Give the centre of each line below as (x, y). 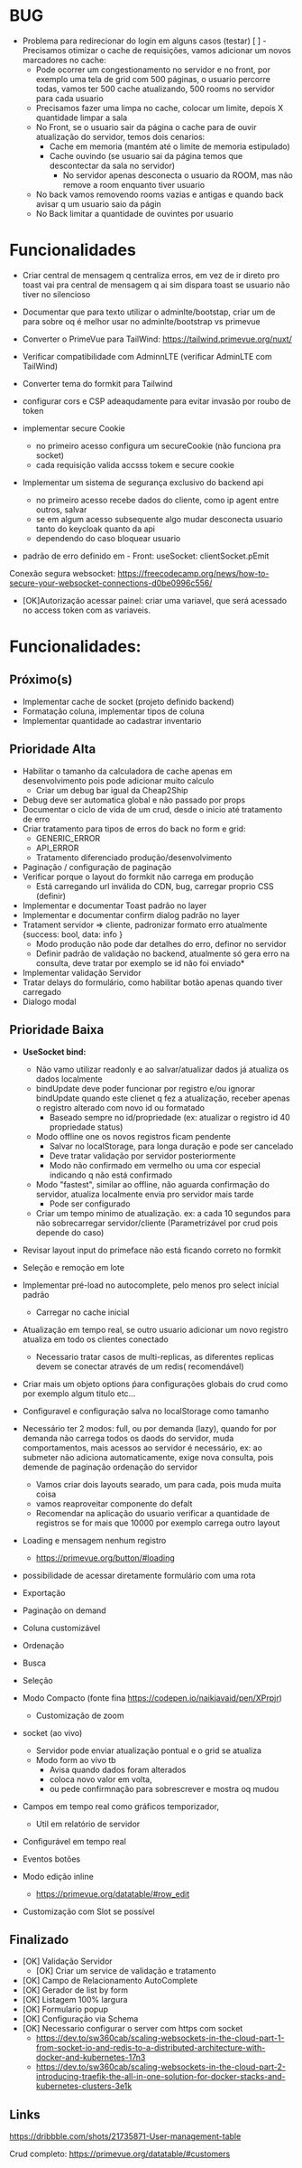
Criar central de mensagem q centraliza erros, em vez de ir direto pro (151, 275)
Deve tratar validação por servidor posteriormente (142, 1155)
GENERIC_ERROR (68, 838)
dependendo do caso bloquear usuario (108, 538)
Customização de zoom (80, 1715)
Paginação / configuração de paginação (97, 867)
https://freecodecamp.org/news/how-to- (193, 573)
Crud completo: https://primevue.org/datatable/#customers (120, 2154)
